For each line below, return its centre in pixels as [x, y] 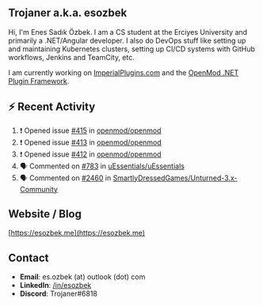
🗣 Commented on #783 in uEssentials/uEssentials [102, 166]
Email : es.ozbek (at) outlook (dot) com [82, 277]
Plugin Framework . [39, 81]
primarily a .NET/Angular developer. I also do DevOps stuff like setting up [127, 40]
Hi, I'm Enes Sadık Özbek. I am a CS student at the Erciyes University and [128, 32]
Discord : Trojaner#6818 [58, 294]
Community [38, 189]
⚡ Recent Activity [52, 107]
